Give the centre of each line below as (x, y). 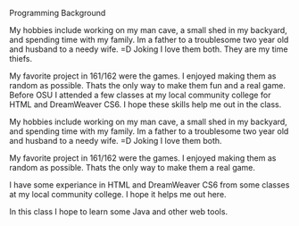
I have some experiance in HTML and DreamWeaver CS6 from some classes (149, 185)
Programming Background (58, 13)
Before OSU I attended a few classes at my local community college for (140, 95)
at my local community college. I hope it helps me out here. (118, 194)
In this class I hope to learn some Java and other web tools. (119, 212)
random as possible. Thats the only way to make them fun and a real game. (147, 85)
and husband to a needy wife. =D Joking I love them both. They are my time (149, 49)
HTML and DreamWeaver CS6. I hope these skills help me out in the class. (145, 105)
